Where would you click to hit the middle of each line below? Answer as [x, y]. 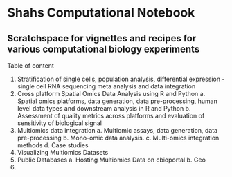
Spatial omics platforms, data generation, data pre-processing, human [117, 101]
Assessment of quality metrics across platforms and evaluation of [111, 116]
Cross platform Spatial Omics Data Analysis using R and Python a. [111, 94]
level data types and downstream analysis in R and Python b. [104, 108]
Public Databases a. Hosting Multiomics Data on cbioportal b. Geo [111, 160]
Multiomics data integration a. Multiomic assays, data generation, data [117, 130]
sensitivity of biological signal [60, 123]
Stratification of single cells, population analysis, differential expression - [121, 79]
